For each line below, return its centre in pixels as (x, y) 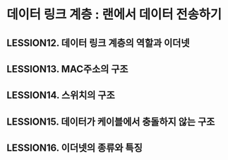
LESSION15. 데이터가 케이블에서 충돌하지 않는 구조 (111, 121)
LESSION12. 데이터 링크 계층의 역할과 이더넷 (98, 43)
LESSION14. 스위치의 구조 (61, 95)
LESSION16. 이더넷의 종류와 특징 (74, 148)
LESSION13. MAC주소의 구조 (67, 69)
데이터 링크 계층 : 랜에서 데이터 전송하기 (114, 15)
